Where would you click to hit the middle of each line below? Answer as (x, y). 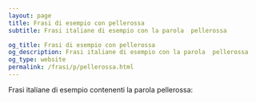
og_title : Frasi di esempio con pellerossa (82, 45)
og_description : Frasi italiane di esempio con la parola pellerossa (128, 53)
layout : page (30, 16)
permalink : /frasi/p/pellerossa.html (71, 67)
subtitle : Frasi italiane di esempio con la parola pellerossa (118, 30)
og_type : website (37, 60)
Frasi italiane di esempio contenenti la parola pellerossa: (101, 89)
